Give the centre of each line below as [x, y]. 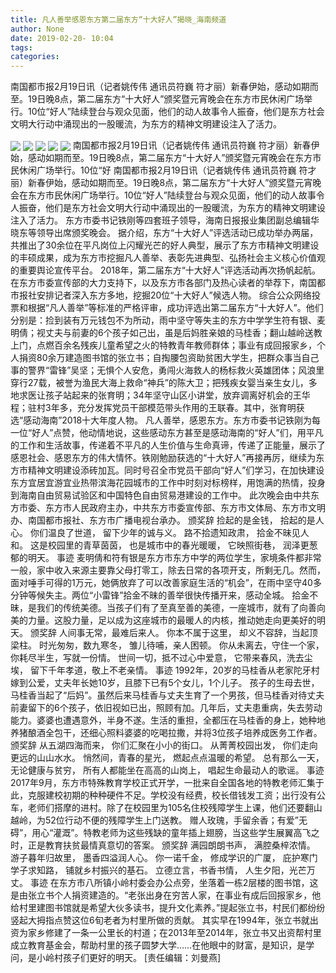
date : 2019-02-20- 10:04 [62, 38]
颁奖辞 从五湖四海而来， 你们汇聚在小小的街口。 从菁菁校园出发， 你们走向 [164, 745]
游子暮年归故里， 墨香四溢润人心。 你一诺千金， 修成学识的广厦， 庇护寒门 [164, 858]
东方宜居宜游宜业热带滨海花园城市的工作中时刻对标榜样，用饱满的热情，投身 [168, 483]
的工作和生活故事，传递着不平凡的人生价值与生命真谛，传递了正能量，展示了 [168, 445]
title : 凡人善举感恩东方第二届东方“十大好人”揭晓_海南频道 [118, 19]
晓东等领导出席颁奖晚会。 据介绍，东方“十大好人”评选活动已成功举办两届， [164, 233]
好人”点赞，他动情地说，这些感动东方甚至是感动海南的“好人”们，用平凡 [177, 433]
